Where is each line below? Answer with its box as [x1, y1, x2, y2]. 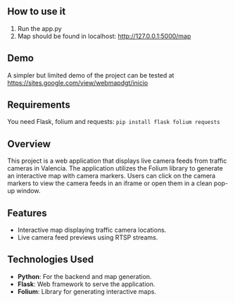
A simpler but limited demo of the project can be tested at [7, 70, 174, 80]
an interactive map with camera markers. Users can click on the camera [7, 172, 216, 180]
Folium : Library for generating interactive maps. [17, 287, 157, 295]
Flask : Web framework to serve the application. [17, 280, 155, 288]
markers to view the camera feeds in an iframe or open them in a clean [7, 179, 212, 187]
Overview [7, 137, 51, 150]
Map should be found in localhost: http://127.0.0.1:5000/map [17, 32, 191, 40]
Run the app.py [17, 24, 62, 32]
